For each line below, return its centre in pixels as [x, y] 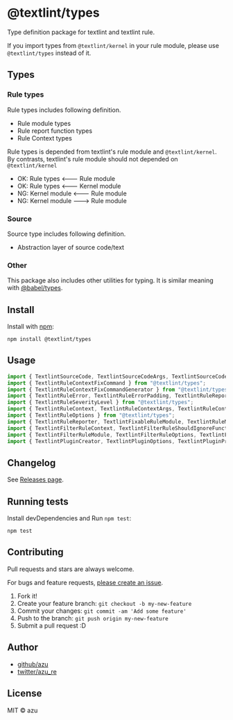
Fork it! [27, 595]
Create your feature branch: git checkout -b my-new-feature [104, 603]
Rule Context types [45, 138]
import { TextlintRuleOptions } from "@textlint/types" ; [91, 415]
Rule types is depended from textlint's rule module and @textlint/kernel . [112, 152]
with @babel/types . [35, 288]
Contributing [35, 552]
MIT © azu [23, 710]
